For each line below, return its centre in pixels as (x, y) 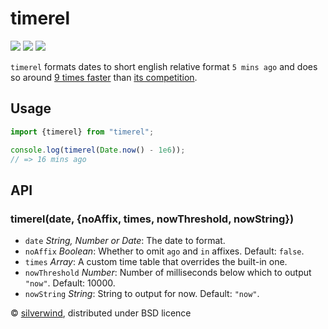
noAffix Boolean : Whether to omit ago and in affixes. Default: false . (164, 251)
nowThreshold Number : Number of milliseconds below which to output (168, 273)
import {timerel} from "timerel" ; (82, 132)
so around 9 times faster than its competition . (104, 77)
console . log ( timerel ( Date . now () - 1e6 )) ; (98, 150)
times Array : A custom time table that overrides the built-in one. (156, 262)
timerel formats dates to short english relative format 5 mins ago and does (164, 66)
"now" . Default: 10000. (70, 283)
